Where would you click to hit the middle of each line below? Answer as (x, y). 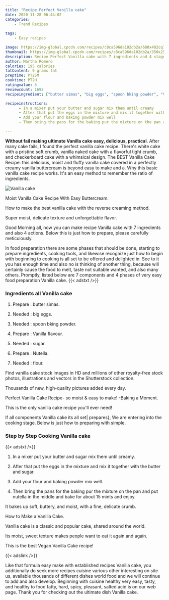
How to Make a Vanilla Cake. (35, 517)
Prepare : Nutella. (30, 353)
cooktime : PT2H (21, 80)
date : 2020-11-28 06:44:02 (33, 15)
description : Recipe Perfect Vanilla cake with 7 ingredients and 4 (78, 57)
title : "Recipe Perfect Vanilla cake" (46, 10)
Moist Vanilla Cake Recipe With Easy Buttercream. (57, 198)
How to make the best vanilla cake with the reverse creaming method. (77, 208)
